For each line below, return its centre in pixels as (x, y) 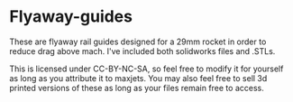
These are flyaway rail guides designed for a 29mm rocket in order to (138, 42)
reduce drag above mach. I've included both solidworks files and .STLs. (142, 51)
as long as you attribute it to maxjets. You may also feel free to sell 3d (138, 78)
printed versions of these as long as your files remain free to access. (137, 88)
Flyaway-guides (71, 17)
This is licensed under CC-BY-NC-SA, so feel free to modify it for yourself (146, 69)
